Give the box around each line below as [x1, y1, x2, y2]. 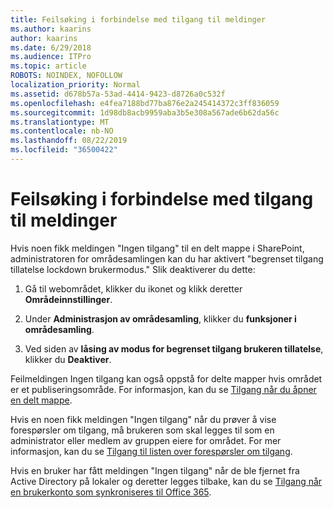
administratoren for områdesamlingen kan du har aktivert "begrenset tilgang [10, 252, 324, 265]
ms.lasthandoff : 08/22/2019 [10, 136, 128, 146]
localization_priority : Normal [10, 80, 141, 90]
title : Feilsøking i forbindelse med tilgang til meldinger [10, 14, 267, 25]
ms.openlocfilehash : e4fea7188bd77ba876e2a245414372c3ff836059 [10, 98, 280, 108]
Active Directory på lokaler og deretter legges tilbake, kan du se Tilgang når [10, 475, 323, 487]
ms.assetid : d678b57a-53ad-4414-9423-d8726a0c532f [10, 89, 226, 99]
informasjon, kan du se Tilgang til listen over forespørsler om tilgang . [10, 445, 293, 457]
